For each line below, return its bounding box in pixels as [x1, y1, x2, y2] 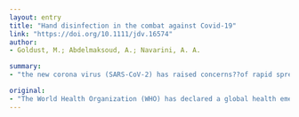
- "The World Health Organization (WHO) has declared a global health [9, 94, 277, 103]
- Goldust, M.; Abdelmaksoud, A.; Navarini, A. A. [9, 46, 201, 55]
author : [9, 37, 38, 47]
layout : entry [9, 12, 62, 22]
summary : [9, 62, 42, 71]
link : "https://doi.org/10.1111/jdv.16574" [9, 29, 174, 38]
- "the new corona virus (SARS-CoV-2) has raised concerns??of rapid [9, 70, 273, 80]
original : [9, 86, 46, 95]
